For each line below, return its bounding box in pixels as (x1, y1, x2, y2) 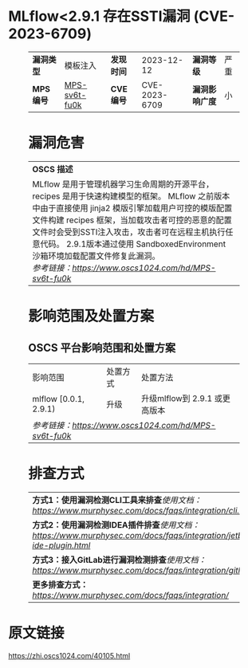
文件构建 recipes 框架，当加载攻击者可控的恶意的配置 (32, 214, 233, 226)
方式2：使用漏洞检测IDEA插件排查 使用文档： (32, 519, 201, 530)
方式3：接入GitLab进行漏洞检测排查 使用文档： (32, 554, 207, 565)
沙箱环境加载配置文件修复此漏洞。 (32, 250, 161, 261)
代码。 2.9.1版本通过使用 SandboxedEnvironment (40, 238, 226, 250)
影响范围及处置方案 (28, 308, 155, 325)
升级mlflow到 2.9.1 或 (140, 392, 223, 403)
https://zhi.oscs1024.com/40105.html (8, 650, 131, 660)
